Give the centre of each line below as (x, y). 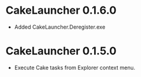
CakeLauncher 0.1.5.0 (61, 51)
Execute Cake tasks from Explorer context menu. (75, 67)
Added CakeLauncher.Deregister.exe (60, 27)
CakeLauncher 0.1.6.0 (61, 10)
